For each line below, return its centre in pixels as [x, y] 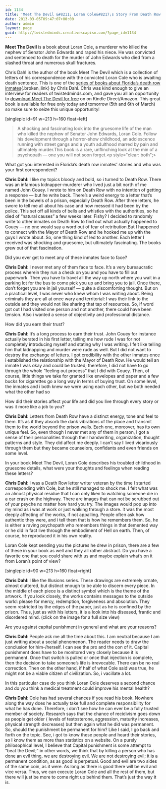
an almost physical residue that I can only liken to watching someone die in [82, 493]
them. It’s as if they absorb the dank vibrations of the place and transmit [79, 422]
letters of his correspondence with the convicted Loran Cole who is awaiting [83, 78]
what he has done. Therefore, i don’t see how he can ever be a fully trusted [82, 708]
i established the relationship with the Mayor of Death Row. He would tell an [82, 360]
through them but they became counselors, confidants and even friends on [82, 448]
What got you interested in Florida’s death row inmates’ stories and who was [83, 164]
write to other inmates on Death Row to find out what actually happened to [81, 222]
